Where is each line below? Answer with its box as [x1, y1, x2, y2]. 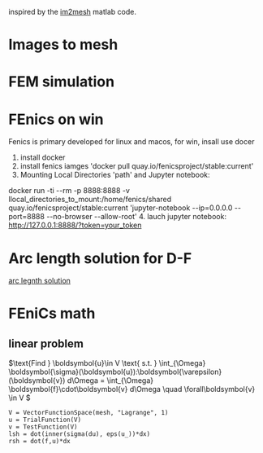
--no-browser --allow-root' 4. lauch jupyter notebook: [45, 212, 227, 222]
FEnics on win [8, 110, 104, 129]
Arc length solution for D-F [8, 248, 192, 267]
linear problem [8, 336, 84, 350]
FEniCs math [8, 305, 96, 323]
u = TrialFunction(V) [8, 416, 82, 424]
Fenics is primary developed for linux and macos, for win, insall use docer [8, 137, 255, 147]
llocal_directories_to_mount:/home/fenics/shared [8, 195, 172, 205]
